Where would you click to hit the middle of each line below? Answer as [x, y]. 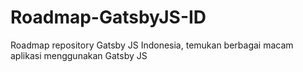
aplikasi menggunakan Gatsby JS [79, 55]
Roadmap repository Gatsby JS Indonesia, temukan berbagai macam [152, 45]
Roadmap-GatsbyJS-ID [108, 17]
